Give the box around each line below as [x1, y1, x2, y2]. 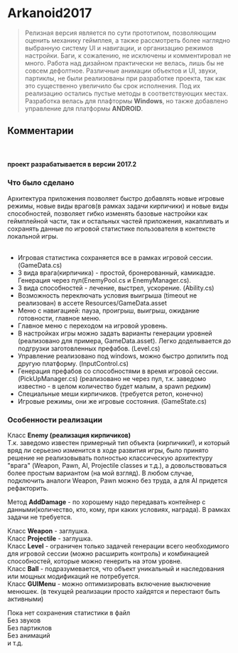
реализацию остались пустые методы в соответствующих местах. [24, 89, 229, 98]
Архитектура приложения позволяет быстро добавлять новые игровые [7, 194, 225, 202]
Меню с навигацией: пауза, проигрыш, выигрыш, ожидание [17, 306, 200, 315]
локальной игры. [7, 231, 59, 240]
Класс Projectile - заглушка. [7, 534, 93, 543]
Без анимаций [7, 631, 50, 639]
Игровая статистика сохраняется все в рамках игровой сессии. [17, 253, 213, 261]
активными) [7, 595, 44, 603]
